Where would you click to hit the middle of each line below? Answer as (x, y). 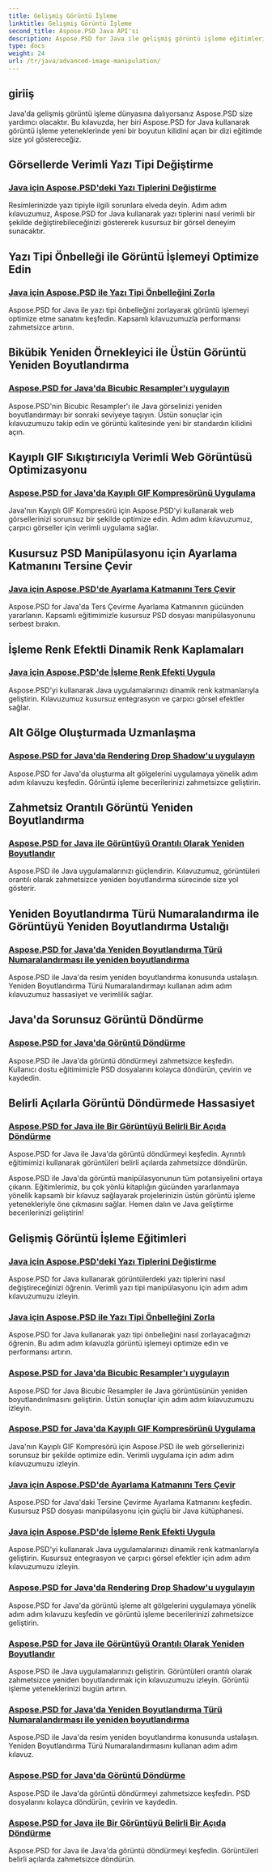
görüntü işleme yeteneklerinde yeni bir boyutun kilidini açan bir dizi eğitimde (136, 130)
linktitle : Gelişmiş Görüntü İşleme (70, 23)
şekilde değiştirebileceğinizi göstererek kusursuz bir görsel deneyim (122, 223)
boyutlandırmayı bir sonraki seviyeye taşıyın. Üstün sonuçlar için (115, 415)
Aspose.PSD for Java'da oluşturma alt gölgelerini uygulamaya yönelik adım (133, 774)
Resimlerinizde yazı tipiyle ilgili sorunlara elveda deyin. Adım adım (118, 205)
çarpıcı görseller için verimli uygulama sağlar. (84, 528)
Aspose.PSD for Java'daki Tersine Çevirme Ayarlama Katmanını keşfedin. (130, 1503)
